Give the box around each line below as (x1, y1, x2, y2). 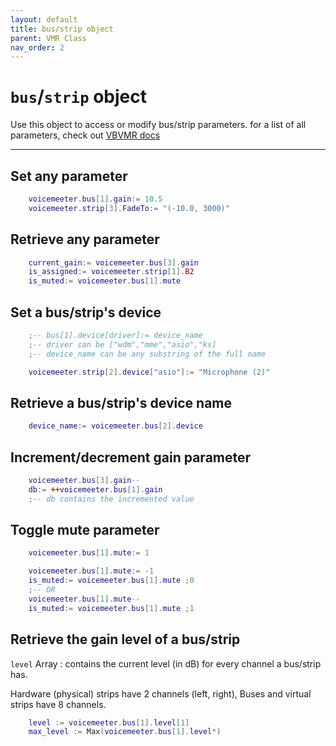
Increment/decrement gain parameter (10, 449, 252, 466)
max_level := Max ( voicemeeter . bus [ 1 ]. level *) (28, 727, 222, 737)
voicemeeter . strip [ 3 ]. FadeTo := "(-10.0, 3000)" (28, 203, 230, 213)
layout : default (10, 14, 78, 25)
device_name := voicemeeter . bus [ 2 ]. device (28, 421, 203, 431)
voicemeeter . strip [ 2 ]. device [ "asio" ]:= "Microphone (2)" (28, 367, 271, 377)
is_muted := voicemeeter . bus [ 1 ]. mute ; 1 (28, 603, 195, 613)
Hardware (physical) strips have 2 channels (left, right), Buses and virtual (10, 687, 312, 700)
